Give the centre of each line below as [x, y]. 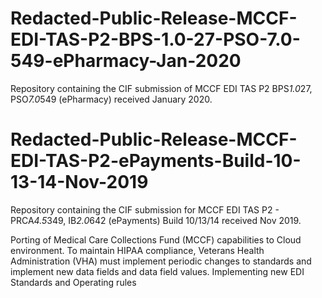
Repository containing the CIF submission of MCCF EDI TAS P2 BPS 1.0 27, [161, 88]
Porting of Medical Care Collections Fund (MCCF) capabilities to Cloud [156, 239]
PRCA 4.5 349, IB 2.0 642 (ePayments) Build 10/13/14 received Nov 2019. [156, 220]
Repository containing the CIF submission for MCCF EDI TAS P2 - [145, 209]
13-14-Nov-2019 [79, 182]
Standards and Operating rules [73, 282]
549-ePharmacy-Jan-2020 [126, 61]
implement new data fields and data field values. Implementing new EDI [157, 271]
